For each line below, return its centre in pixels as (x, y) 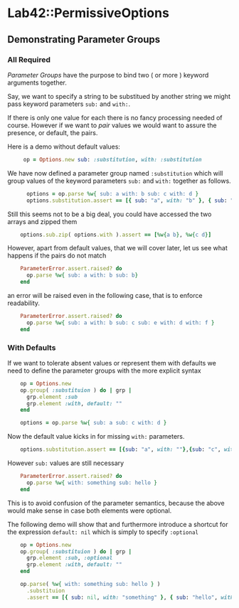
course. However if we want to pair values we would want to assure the (112, 125)
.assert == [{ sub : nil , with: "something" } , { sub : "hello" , (122, 597)
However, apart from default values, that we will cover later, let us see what (117, 248)
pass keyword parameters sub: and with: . (69, 104)
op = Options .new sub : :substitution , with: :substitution (112, 159)
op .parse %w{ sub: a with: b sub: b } (82, 275)
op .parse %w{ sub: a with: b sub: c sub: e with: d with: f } (120, 322)
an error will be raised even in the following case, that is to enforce (105, 295)
